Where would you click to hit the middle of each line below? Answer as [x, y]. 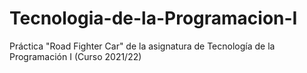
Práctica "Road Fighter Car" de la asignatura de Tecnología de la [142, 46]
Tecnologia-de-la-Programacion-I [153, 18]
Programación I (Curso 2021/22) [75, 56]
